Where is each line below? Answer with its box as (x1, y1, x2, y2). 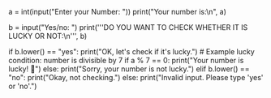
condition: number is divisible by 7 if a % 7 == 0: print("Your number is (8, 56, 244, 65)
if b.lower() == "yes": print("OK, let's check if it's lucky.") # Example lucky (8, 47, 256, 56)
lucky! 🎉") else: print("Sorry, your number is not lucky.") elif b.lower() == (8, 64, 250, 74)
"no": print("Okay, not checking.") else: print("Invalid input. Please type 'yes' (8, 73, 264, 82)
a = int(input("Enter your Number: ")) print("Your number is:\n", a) (8, 7, 227, 16)
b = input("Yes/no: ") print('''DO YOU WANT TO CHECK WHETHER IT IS (8, 23, 248, 32)
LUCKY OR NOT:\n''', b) (8, 32, 88, 40)
